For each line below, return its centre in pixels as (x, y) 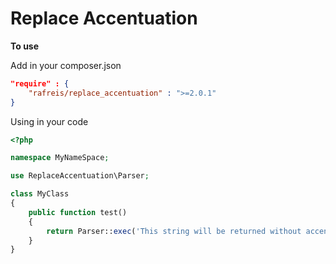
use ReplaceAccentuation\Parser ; (80, 176)
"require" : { (40, 83)
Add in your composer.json (66, 65)
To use (25, 46)
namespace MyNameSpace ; (60, 158)
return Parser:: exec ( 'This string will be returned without (174, 231)
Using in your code (49, 121)
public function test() (78, 212)
